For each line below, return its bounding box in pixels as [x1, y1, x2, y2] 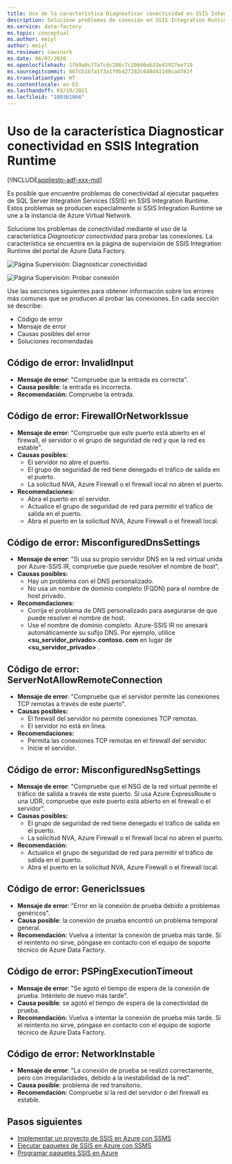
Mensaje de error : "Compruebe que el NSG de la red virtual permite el [17, 782, 217, 791]
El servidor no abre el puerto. [27, 458, 110, 466]
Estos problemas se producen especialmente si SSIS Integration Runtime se [7, 203, 223, 212]
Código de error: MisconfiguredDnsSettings [7, 537, 200, 548]
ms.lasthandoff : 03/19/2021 [7, 87, 88, 94]
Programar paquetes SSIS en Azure [17, 1149, 119, 1157]
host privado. [27, 592, 66, 600]
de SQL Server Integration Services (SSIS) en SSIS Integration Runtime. [7, 196, 210, 205]
